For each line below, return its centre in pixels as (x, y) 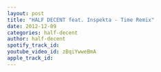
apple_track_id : (30, 58)
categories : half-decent (42, 33)
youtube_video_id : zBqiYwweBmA (52, 52)
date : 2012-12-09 (32, 26)
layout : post (26, 13)
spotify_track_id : (33, 45)
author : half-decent (37, 39)
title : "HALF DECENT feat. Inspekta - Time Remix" (81, 20)
